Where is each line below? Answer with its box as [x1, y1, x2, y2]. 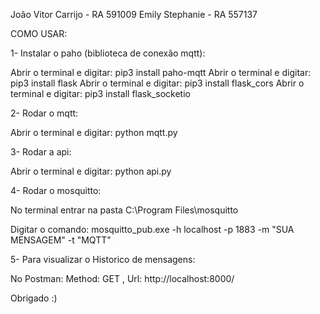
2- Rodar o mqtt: [10, 107, 79, 119]
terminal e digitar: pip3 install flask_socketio [10, 88, 191, 99]
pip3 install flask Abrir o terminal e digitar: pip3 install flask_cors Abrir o [10, 77, 305, 89]
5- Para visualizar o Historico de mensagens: [10, 254, 196, 265]
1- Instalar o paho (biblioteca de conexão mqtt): [10, 47, 206, 59]
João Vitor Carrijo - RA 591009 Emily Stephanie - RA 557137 [10, 9, 258, 20]
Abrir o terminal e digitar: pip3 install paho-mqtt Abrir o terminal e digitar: [10, 67, 312, 78]
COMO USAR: [10, 28, 68, 39]
